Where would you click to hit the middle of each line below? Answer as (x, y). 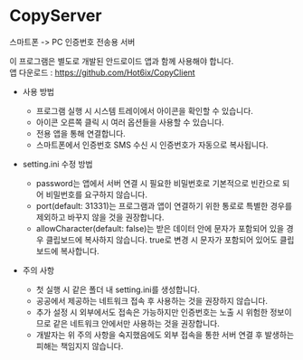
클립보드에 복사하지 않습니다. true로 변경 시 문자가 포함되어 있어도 (161, 240)
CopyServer (56, 16)
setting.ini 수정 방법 (57, 164)
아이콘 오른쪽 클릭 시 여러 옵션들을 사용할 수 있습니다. (130, 122)
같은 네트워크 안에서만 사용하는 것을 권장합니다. (136, 323)
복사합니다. (80, 251)
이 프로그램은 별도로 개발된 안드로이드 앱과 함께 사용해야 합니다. (122, 61)
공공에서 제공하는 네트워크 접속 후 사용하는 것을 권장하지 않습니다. (152, 300)
